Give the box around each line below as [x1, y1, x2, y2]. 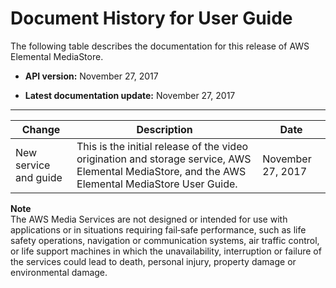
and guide [15, 170, 63, 184]
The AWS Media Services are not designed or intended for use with [10, 213, 288, 225]
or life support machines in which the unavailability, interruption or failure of [10, 245, 322, 257]
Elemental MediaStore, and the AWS [76, 164, 247, 178]
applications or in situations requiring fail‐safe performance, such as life [10, 223, 307, 236]
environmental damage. [10, 266, 108, 278]
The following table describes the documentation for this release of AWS [10, 40, 310, 52]
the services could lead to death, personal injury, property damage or [10, 255, 297, 267]
